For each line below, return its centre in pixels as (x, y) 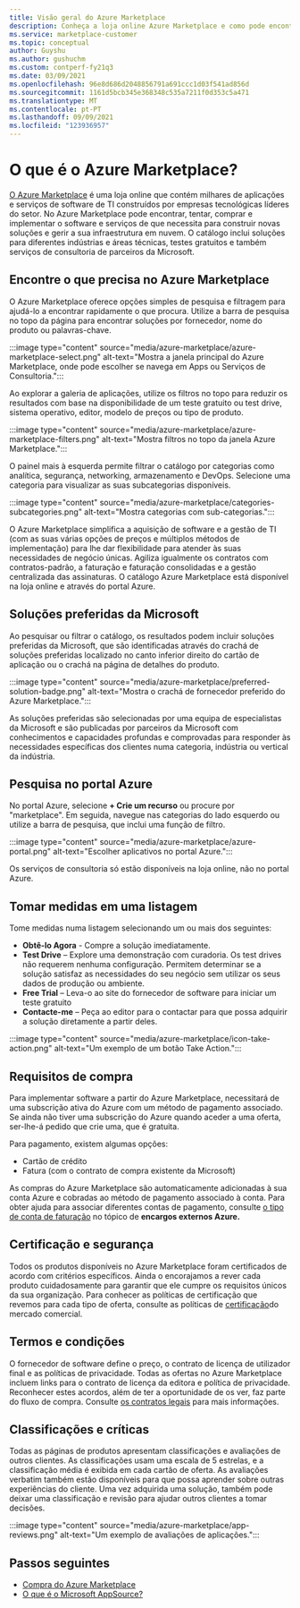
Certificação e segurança (82, 1245)
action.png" (31, 1049)
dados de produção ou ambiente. (83, 983)
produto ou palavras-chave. (60, 330)
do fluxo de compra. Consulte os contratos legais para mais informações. (144, 1401)
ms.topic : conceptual (50, 43)
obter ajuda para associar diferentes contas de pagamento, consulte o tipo (146, 1207)
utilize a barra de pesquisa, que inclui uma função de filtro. (117, 825)
